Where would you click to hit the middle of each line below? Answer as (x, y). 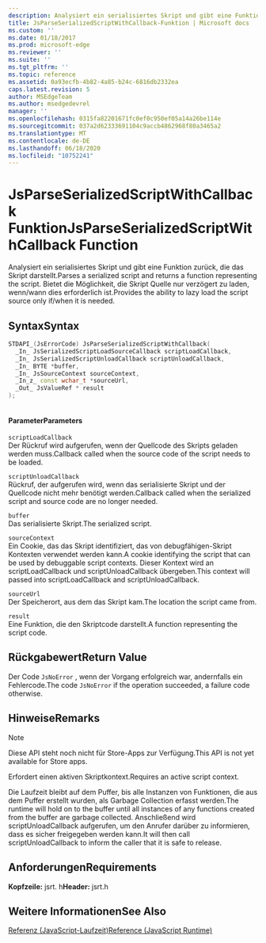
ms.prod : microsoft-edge (49, 45)
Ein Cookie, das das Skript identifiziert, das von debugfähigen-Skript (120, 546)
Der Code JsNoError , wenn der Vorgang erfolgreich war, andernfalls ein (125, 676)
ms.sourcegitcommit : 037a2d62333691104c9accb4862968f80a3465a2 (115, 126)
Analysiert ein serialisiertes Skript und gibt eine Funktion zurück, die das (126, 267)
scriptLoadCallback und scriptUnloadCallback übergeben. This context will (129, 571)
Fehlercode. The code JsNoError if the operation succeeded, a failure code (129, 685)
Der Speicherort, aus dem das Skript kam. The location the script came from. (133, 602)
